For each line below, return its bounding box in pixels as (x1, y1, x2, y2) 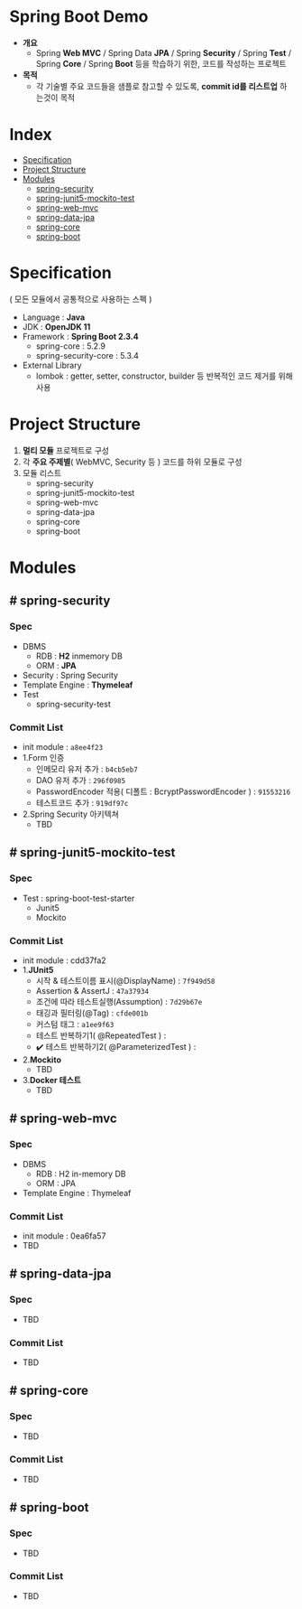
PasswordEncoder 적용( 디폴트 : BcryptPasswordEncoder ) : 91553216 (35, 786, 291, 797)
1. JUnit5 (22, 964, 54, 975)
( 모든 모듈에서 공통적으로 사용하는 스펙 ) (9, 294, 152, 304)
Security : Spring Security (22, 669, 119, 680)
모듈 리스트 (22, 467, 62, 478)
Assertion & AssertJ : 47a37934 (35, 985, 150, 996)
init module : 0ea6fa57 (22, 1230, 106, 1241)
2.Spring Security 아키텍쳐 (22, 809, 119, 819)
